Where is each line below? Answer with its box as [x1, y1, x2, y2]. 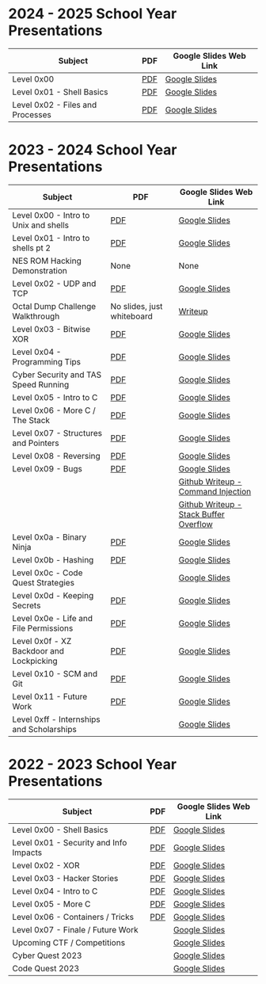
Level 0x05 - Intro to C [12, 391, 98, 402]
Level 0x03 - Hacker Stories [12, 872, 119, 883]
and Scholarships [12, 723, 77, 734]
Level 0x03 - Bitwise [12, 323, 91, 334]
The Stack [12, 414, 50, 425]
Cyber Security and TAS [12, 369, 102, 380]
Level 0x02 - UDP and [12, 278, 97, 289]
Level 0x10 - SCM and [12, 668, 98, 679]
